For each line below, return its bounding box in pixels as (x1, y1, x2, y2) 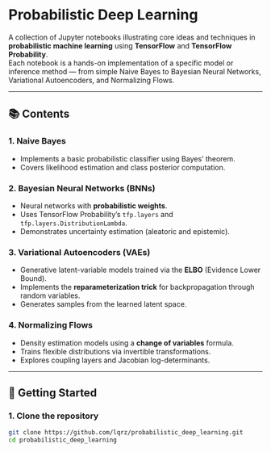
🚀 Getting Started (8, 386, 98, 400)
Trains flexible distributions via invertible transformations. (19, 346, 211, 356)
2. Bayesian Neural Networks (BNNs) (8, 182, 156, 194)
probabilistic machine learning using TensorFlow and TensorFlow (8, 40, 232, 50)
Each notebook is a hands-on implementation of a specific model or (8, 58, 234, 68)
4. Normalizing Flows (8, 320, 94, 331)
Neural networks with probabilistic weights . (19, 200, 168, 211)
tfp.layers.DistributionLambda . (19, 218, 127, 228)
